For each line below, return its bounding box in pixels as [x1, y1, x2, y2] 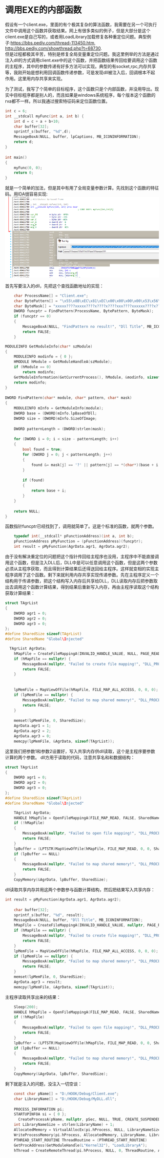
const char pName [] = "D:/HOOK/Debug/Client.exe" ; [14, 1091, 119, 1096]
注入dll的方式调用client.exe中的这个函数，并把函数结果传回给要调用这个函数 [5, 57, 158, 63]
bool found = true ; [22, 447, 62, 452]
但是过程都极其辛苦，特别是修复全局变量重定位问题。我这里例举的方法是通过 [5, 51, 159, 57]
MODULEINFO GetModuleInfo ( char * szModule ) [5, 344, 93, 349]
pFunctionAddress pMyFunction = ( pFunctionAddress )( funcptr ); [14, 539, 143, 544]
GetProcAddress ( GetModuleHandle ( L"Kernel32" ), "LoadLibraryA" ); [14, 1143, 147, 1148]
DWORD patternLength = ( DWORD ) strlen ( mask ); [14, 426, 106, 431]
